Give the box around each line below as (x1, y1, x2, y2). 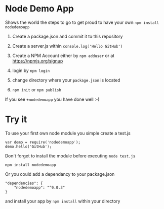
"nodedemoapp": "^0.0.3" (14, 185, 65, 190)
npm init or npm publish (12, 86, 62, 92)
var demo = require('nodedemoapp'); (5, 139, 81, 144)
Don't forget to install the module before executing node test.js (5, 152, 136, 159)
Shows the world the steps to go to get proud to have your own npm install (5, 19, 159, 25)
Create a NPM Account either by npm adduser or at (12, 53, 115, 59)
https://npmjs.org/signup (12, 58, 63, 64)
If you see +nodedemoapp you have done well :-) (5, 96, 100, 102)
